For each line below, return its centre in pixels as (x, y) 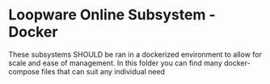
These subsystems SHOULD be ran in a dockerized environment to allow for (135, 54)
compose (24, 71)
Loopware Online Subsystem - (112, 15)
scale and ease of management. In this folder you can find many (115, 63)
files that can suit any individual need (103, 71)
